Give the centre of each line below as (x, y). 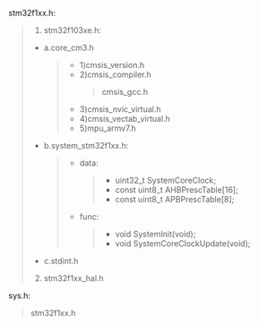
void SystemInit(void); (155, 234)
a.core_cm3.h (69, 47)
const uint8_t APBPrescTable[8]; (175, 199)
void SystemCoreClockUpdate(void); (183, 244)
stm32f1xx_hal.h (73, 278)
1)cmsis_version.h (112, 65)
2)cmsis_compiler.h (115, 74)
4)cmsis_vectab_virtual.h (125, 119)
